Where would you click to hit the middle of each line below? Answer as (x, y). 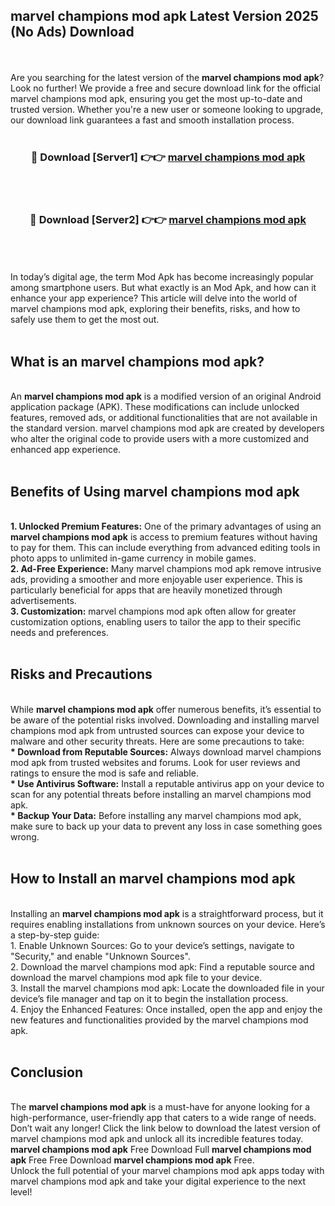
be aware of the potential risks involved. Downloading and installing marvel (165, 720)
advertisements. (43, 601)
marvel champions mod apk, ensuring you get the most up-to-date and (156, 98)
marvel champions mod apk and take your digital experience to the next (158, 1181)
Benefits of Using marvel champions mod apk (155, 491)
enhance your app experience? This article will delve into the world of (154, 298)
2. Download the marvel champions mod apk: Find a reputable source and (162, 966)
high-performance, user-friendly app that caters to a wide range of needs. (163, 1118)
